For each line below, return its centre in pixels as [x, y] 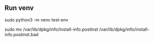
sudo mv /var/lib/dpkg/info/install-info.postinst [51, 29]
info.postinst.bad [22, 34]
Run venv [19, 8]
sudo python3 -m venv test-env [37, 20]
